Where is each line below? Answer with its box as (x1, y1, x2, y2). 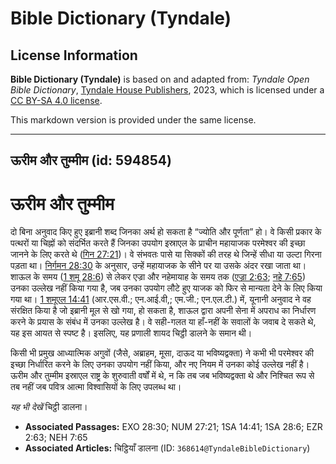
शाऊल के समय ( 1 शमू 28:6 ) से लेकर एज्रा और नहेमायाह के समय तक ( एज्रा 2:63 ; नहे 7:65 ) (10, 271, 306, 283)
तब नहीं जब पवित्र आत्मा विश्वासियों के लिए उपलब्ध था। (10, 381, 182, 393)
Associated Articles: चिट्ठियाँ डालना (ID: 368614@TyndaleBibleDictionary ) (24, 442, 311, 454)
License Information (10, 47, 138, 64)
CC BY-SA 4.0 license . (10, 95, 103, 106)
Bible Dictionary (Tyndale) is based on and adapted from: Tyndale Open (10, 73, 310, 85)
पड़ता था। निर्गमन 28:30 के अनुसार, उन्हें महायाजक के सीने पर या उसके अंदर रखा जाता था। (10, 260, 307, 272)
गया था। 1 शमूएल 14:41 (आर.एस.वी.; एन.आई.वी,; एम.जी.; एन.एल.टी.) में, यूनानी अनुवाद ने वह (10, 293, 312, 306)
